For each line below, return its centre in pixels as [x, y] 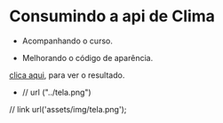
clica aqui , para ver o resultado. [67, 75]
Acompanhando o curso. [67, 41]
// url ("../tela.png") [56, 92]
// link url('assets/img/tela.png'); [68, 109]
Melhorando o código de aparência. [88, 58]
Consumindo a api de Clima [112, 16]
